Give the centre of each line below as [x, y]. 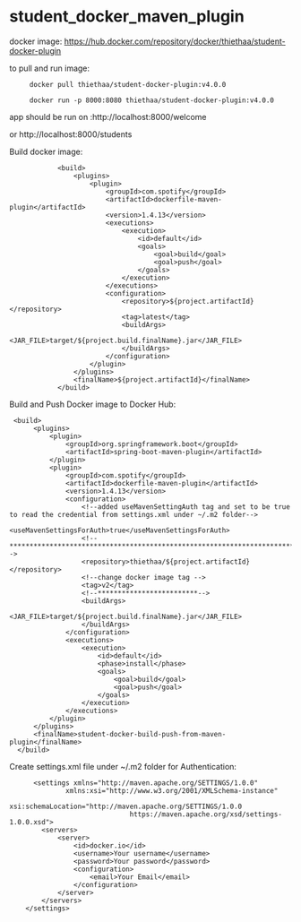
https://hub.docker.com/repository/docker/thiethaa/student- [175, 41]
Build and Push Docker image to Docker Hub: [93, 404]
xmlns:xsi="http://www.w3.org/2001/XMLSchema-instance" [172, 790]
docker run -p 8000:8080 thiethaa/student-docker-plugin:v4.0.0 [152, 100]
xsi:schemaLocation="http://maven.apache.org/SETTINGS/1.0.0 [126, 806]
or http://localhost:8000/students [71, 134]
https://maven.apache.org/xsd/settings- [206, 814]
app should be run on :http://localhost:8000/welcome [108, 116]
